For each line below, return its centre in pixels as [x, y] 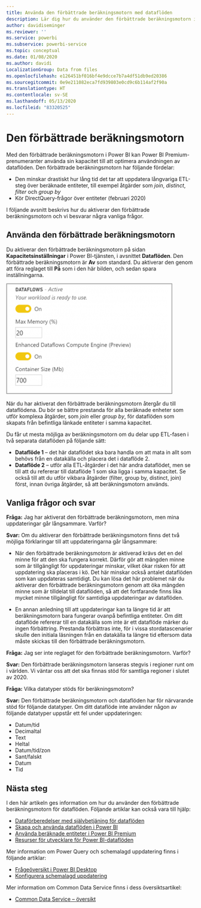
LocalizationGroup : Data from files [52, 70]
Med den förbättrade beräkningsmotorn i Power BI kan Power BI [85, 154]
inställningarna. [25, 275]
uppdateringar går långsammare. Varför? [56, 524]
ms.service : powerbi [32, 38]
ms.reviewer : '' [26, 32]
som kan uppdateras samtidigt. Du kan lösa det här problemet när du [99, 579]
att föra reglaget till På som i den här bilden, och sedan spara [81, 268]
